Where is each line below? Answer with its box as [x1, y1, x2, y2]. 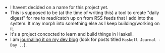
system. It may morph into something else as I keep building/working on [10, 20, 160, 26]
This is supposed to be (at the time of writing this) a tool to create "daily [10, 10, 159, 16]
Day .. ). [10, 42, 27, 47]
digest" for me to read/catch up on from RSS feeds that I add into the [10, 15, 154, 21]
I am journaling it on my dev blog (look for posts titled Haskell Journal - [10, 36, 161, 42]
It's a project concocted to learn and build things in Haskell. [10, 31, 134, 37]
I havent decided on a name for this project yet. [10, 5, 108, 10]
